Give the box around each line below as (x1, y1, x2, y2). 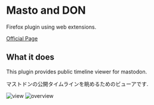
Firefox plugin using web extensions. (6, 23, 97, 30)
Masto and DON (6, 4, 86, 17)
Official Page (6, 35, 38, 42)
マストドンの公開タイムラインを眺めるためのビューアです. (6, 80, 149, 87)
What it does (6, 52, 55, 63)
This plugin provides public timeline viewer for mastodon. (6, 68, 147, 75)
